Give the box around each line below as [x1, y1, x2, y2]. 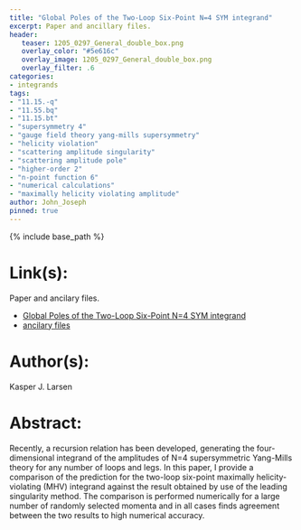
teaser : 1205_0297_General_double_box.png [21, 38, 183, 48]
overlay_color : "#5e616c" [21, 47, 119, 56]
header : [9, 30, 39, 39]
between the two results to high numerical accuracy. [9, 509, 205, 520]
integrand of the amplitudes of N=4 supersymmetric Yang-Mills [56, 452, 293, 463]
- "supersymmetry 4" [9, 123, 88, 132]
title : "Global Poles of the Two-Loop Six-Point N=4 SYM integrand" [9, 13, 273, 23]
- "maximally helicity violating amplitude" [9, 190, 180, 199]
